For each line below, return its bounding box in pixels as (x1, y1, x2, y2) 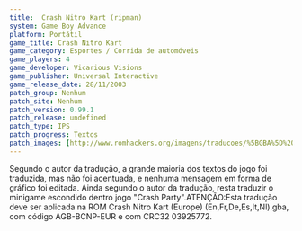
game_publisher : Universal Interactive (9, 72, 159, 81)
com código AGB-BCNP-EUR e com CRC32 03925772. (9, 210, 213, 221)
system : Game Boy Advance (9, 22, 106, 31)
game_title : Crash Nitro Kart (9, 38, 123, 48)
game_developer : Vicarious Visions (9, 64, 143, 73)
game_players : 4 (9, 55, 70, 64)
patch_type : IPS (9, 122, 70, 131)
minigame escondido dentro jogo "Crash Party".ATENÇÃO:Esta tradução (9, 191, 278, 202)
